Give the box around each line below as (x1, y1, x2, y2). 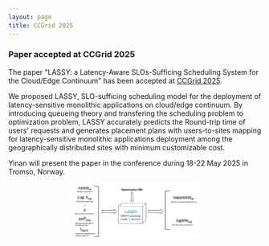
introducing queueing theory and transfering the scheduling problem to (8, 109, 243, 118)
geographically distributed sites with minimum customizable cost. (8, 142, 226, 152)
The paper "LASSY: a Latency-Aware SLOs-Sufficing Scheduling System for (8, 67, 259, 76)
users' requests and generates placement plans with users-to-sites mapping (8, 125, 262, 135)
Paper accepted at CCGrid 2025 (8, 49, 136, 60)
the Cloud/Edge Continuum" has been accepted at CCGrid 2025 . (8, 76, 222, 85)
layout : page (8, 13, 52, 21)
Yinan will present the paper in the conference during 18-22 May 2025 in (8, 158, 249, 168)
